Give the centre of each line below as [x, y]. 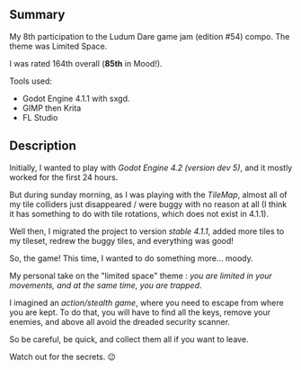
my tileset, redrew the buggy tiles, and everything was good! [121, 240]
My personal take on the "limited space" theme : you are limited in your [141, 275]
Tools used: [31, 81]
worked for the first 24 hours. [64, 177]
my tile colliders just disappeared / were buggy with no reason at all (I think [148, 204]
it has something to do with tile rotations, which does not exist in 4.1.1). [139, 213]
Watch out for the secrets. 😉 [63, 356]
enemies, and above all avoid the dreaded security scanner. [120, 321]
